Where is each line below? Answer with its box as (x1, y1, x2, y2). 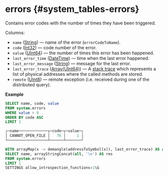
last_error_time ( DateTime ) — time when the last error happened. (12, 55, 149, 61)
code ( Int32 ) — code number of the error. (12, 44, 97, 50)
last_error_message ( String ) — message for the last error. (12, 60, 131, 66)
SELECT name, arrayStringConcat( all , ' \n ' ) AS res (5, 151, 113, 157)
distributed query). (12, 81, 51, 88)
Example (5, 91, 24, 97)
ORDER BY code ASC (5, 115, 43, 120)
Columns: (5, 29, 25, 35)
